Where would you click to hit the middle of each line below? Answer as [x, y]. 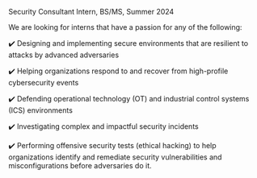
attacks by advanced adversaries [64, 55]
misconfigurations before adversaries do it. [80, 166]
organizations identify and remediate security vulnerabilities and [115, 157]
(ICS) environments [40, 110]
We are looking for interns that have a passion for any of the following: [125, 27]
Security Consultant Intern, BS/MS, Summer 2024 [91, 12]
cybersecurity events [44, 83]
